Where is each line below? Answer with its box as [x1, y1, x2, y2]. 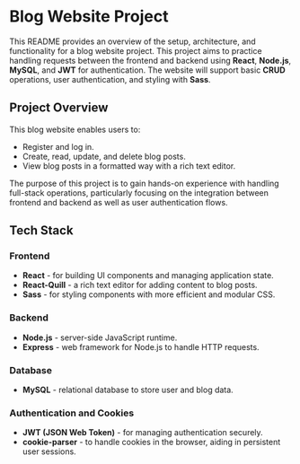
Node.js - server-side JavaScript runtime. [22, 332, 178, 343]
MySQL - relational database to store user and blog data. [22, 384, 234, 396]
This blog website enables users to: [9, 124, 141, 135]
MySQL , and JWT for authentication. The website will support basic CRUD [9, 65, 286, 75]
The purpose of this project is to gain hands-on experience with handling [9, 178, 280, 188]
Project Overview [9, 101, 109, 116]
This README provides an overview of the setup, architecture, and [9, 36, 256, 47]
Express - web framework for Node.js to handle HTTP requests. [22, 341, 260, 352]
